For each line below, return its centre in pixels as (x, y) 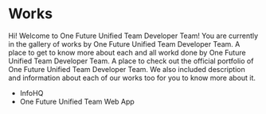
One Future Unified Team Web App (77, 101)
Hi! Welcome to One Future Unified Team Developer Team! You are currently (133, 36)
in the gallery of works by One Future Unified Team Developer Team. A (124, 44)
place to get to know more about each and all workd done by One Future (127, 52)
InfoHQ (31, 93)
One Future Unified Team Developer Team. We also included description (127, 69)
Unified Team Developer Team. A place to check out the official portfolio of (131, 61)
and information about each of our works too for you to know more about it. (132, 78)
